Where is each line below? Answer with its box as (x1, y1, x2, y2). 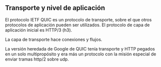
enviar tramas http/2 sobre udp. (5, 56, 69, 62)
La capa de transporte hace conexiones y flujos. (5, 36, 103, 42)
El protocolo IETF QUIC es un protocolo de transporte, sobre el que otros (5, 17, 152, 22)
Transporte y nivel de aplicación (5, 4, 105, 12)
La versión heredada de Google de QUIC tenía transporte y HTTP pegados (5, 46, 155, 51)
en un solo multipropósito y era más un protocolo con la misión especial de (5, 51, 157, 57)
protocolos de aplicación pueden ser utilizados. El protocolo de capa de (5, 22, 150, 28)
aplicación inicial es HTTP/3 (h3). (5, 27, 72, 33)
